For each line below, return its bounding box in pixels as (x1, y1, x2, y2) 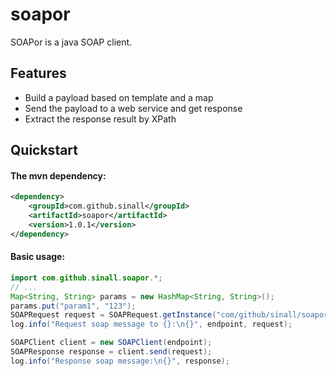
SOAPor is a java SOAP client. (10, 36, 133, 48)
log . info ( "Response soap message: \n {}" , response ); (10, 356, 230, 366)
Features (10, 65, 67, 82)
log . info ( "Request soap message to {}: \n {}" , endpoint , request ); (10, 319, 293, 330)
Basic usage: (10, 251, 66, 263)
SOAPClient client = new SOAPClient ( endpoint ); (10, 338, 213, 348)
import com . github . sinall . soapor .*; (10, 273, 163, 283)
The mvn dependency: (10, 169, 107, 182)
